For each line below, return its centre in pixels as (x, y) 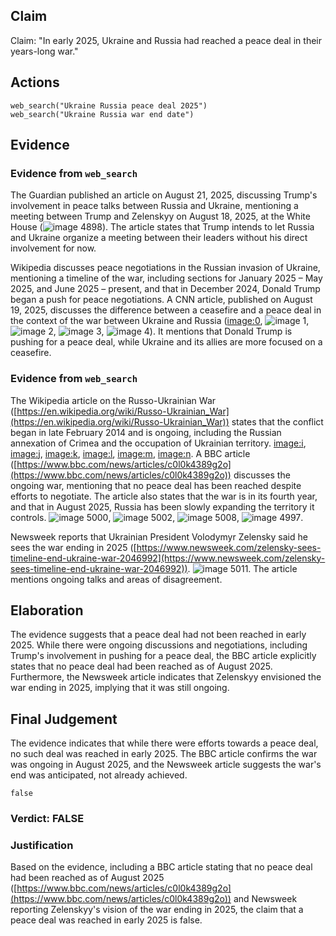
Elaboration (47, 610)
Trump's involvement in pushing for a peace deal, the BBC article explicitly (163, 656)
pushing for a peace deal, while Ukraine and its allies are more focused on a (166, 342)
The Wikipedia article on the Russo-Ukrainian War (113, 400)
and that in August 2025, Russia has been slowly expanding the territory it (162, 506)
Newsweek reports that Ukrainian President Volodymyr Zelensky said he (159, 536)
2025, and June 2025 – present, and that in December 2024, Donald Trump (165, 289)
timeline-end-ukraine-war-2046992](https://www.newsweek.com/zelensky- (168, 558)
